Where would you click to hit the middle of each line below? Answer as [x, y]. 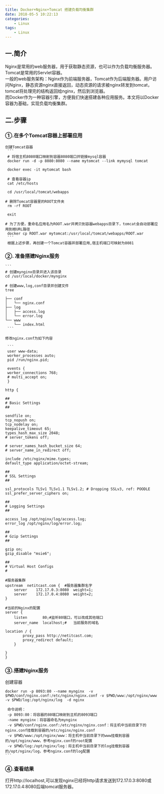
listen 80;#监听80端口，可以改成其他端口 [59, 617]
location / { [18, 631]
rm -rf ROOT [19, 206]
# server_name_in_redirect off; [38, 450]
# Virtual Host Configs [29, 566]
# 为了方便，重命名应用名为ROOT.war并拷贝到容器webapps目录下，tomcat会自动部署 [80, 224]
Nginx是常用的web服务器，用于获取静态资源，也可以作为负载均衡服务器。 [80, 66]
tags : [11, 28]
